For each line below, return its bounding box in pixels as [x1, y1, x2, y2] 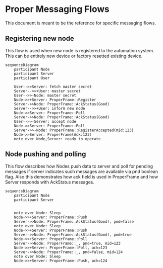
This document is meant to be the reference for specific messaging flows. [5, 20, 156, 26]
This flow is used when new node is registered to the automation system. [5, 47, 155, 53]
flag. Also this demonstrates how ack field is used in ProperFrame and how [5, 174, 159, 179]
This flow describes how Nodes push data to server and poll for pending [5, 163, 153, 169]
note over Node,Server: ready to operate [14, 136, 101, 141]
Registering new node [5, 34, 74, 43]
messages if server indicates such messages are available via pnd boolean [5, 168, 158, 175]
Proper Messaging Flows [5, 3, 110, 15]
